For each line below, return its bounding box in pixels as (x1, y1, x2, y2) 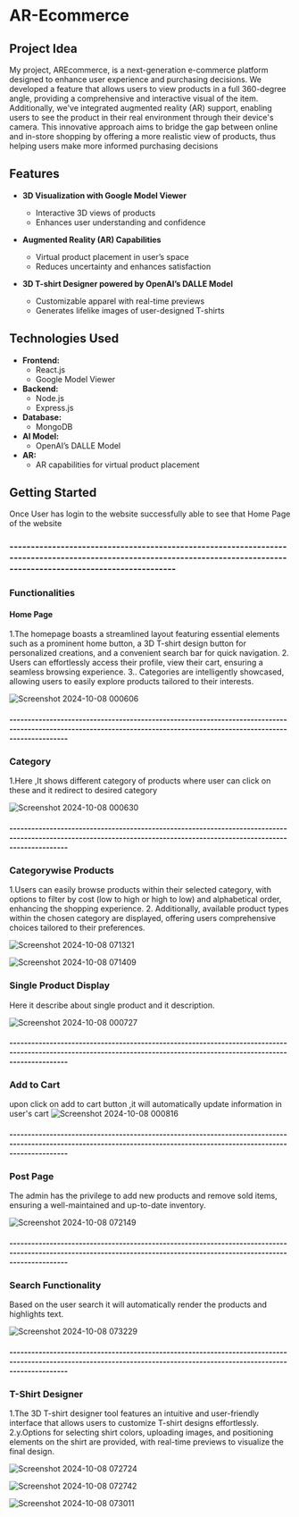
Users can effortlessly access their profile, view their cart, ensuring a (9, 658, 263, 668)
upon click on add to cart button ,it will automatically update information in (9, 1099, 283, 1110)
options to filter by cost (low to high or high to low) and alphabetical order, (9, 894, 282, 905)
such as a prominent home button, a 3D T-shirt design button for (9, 638, 247, 649)
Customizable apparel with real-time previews (35, 296, 205, 306)
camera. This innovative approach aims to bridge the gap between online (9, 122, 278, 132)
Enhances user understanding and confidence (35, 216, 206, 228)
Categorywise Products (9, 864, 114, 876)
